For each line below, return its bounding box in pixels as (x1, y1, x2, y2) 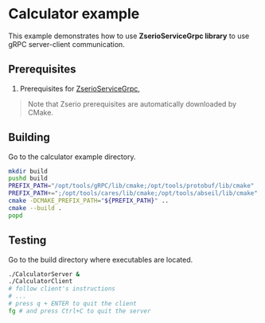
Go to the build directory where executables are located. (8, 255, 193, 264)
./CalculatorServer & (8, 270, 80, 278)
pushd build (8, 174, 48, 183)
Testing (8, 234, 47, 247)
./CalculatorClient (8, 278, 73, 286)
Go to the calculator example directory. (8, 152, 136, 161)
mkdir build (8, 167, 48, 175)
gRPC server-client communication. (8, 39, 125, 49)
